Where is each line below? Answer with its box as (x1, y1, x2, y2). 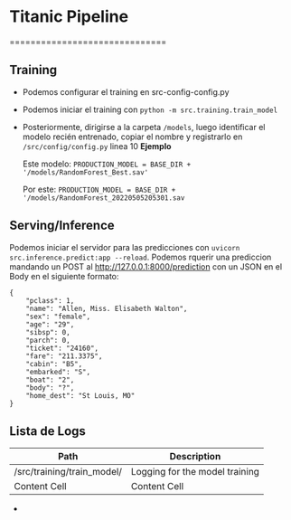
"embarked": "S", (25, 367, 91, 376)
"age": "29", (25, 319, 75, 329)
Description (169, 450, 221, 463)
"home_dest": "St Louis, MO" (25, 391, 136, 400)
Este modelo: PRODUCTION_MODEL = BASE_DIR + (22, 158, 192, 169)
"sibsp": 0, (25, 327, 70, 336)
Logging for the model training (130, 466, 260, 478)
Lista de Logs (9, 423, 86, 439)
